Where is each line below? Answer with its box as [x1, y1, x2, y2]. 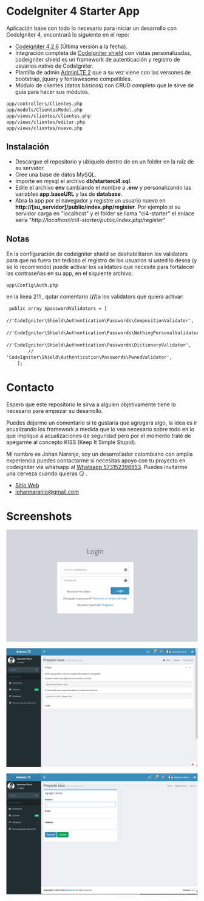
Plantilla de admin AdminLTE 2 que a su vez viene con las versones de [15, 68, 191, 76]
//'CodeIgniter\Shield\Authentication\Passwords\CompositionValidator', [6, 317, 194, 324]
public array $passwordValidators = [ [8, 305, 107, 312]
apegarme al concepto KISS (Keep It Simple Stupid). [6, 438, 137, 446]
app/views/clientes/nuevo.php [6, 125, 83, 131]
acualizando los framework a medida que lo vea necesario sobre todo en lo [6, 425, 195, 433]
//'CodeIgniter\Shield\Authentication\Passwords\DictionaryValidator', [6, 342, 191, 348]
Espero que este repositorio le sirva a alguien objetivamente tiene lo [6, 401, 176, 408]
